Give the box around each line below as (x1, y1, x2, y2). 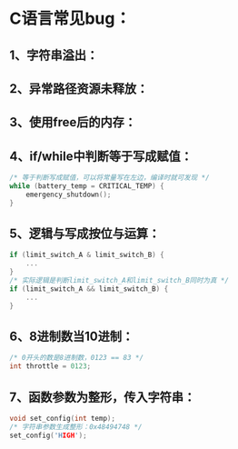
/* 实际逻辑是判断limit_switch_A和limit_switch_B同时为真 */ (9, 276, 230, 285)
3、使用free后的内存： (9, 115, 136, 130)
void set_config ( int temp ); (9, 414, 116, 423)
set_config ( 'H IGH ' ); (9, 431, 88, 440)
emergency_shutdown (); (25, 190, 112, 199)
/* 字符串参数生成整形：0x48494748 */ (9, 422, 143, 432)
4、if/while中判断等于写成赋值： (9, 148, 193, 164)
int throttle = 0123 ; (9, 362, 92, 371)
